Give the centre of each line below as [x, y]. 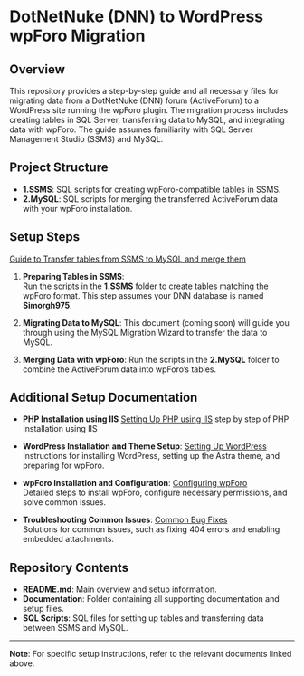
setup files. [43, 609]
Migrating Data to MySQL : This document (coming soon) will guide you [156, 322]
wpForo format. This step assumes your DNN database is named [143, 295]
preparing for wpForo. [63, 466]
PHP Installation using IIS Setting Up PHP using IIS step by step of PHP [156, 419]
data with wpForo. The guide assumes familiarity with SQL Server [131, 129]
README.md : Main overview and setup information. [119, 589]
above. [22, 663]
